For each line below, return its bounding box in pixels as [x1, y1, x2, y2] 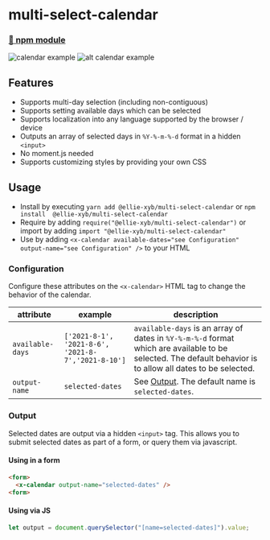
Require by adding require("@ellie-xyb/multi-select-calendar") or [19, 217, 247, 227]
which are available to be [133, 343, 228, 354]
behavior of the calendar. [8, 290, 92, 299]
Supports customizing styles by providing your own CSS [19, 157, 207, 167]
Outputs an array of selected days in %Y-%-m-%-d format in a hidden [19, 131, 241, 142]
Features [8, 76, 54, 89]
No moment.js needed [19, 149, 94, 159]
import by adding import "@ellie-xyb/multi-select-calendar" [19, 226, 227, 236]
